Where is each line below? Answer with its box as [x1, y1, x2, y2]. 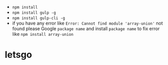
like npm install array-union [12, 31, 74, 37]
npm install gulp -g [12, 10, 56, 15]
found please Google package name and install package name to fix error [12, 26, 160, 32]
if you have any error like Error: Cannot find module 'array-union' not [12, 20, 163, 26]
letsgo [5, 49, 32, 60]
